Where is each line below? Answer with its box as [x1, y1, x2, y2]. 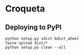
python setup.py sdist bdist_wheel [5, 36, 79, 41]
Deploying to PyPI [5, 23, 61, 31]
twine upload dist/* [5, 40, 48, 45]
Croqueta [5, 3, 45, 14]
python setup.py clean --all [5, 45, 66, 50]
